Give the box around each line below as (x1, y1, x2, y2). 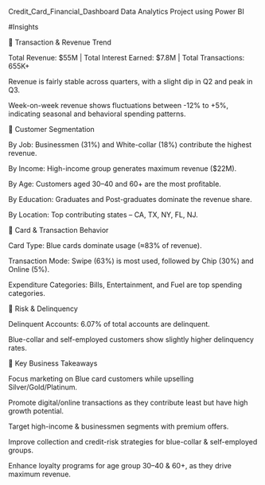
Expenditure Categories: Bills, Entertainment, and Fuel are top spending (8, 280, 243, 289)
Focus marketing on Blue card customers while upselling (8, 374, 194, 383)
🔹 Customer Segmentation (8, 125, 95, 134)
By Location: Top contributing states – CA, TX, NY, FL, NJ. (8, 210, 199, 219)
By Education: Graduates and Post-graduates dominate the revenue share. (8, 195, 252, 204)
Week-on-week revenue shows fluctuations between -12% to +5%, (8, 101, 229, 110)
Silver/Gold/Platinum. (8, 382, 78, 392)
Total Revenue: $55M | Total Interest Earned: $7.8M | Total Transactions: (8, 53, 245, 62)
